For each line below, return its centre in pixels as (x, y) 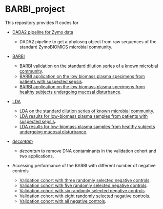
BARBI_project (35, 9)
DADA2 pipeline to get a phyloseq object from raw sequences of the (88, 41)
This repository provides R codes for (42, 23)
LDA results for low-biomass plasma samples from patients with (83, 116)
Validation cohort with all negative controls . (63, 201)
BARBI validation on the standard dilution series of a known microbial (89, 66)
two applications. (37, 156)
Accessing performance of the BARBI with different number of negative (84, 165)
